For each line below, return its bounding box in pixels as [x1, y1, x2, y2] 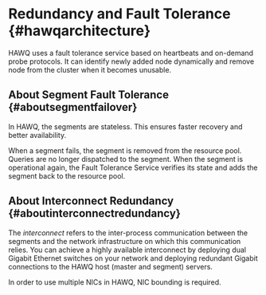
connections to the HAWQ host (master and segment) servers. [8, 262, 213, 271]
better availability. [8, 130, 66, 140]
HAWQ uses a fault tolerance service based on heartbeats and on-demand [8, 48, 253, 57]
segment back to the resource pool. [8, 171, 126, 180]
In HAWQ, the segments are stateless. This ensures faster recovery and [8, 121, 243, 132]
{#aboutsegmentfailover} [8, 100, 138, 114]
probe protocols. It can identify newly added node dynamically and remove [8, 57, 255, 66]
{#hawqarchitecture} [8, 22, 151, 40]
